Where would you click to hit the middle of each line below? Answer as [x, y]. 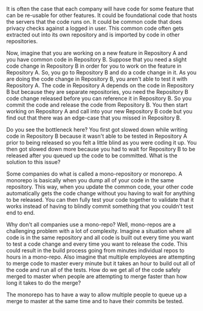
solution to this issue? [33, 162]
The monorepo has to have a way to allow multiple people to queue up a [97, 295]
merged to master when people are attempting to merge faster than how [97, 276]
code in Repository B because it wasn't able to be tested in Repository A [97, 136]
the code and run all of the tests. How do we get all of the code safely [94, 270]
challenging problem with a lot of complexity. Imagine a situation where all [99, 231]
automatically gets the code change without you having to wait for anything [101, 193]
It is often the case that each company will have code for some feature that [100, 9]
